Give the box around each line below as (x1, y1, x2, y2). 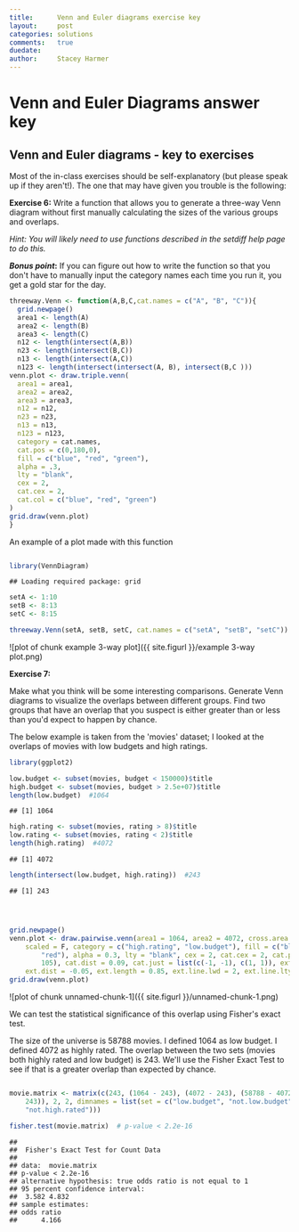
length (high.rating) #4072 (9, 839, 114, 848)
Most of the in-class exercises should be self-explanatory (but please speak (9, 171, 288, 181)
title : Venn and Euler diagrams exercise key (9, 12, 201, 22)
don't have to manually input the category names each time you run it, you (9, 270, 282, 281)
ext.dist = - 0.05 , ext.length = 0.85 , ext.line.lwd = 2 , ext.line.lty (25, 967, 293, 976)
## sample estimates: (9, 1200, 90, 1209)
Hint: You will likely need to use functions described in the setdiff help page (9, 233, 287, 244)
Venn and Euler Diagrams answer (9, 93, 260, 113)
